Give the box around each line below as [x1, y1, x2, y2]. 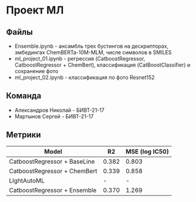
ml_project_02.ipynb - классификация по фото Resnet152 [14, 74, 155, 81]
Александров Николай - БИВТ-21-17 [14, 107, 104, 114]
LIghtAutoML [9, 176, 45, 184]
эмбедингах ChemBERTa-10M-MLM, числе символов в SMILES [14, 49, 172, 56]
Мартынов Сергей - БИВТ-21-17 [14, 112, 94, 120]
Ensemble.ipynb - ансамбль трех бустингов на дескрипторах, [14, 42, 169, 49]
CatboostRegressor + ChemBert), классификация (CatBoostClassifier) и [14, 61, 191, 68]
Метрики [6, 130, 41, 140]
